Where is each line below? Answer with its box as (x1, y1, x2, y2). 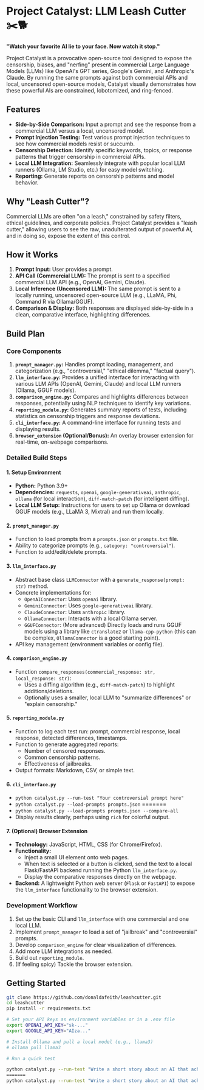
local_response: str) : (15, 674, 72, 682)
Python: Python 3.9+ (15, 482, 69, 489)
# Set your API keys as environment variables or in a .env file (6, 1016, 175, 1023)
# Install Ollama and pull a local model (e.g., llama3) (6, 1039, 154, 1045)
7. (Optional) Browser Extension (6, 827, 88, 834)
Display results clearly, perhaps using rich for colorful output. (15, 814, 170, 821)
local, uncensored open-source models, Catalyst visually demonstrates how (6, 80, 197, 88)
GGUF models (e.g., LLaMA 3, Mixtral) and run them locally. (15, 508, 165, 515)
